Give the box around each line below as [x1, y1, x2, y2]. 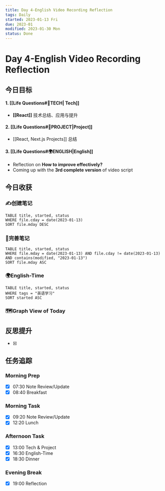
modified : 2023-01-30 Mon [5, 27, 60, 32]
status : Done [5, 31, 33, 36]
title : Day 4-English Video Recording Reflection [5, 7, 113, 13]
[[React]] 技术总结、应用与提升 [12, 112, 78, 118]
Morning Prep [5, 372, 40, 379]
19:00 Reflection [12, 480, 47, 487]
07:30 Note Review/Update [12, 383, 70, 390]
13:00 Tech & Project [12, 444, 57, 450]
